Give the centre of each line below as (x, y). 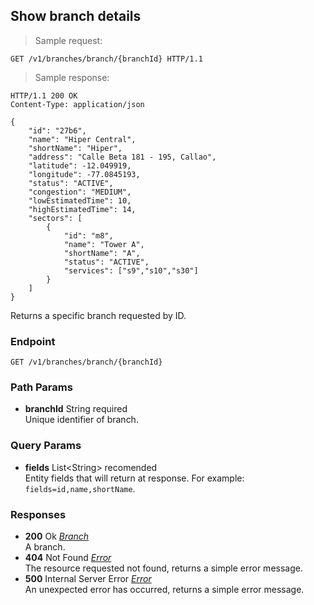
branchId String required (76, 409)
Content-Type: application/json (77, 104)
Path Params (41, 387)
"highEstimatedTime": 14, (82, 209)
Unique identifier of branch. (81, 420)
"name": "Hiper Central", (82, 139)
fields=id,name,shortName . (80, 488)
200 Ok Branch (57, 536)
